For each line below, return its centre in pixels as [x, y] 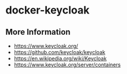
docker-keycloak [48, 10]
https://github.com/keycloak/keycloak [60, 52]
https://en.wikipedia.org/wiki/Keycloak [60, 58]
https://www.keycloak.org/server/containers [67, 65]
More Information [38, 32]
